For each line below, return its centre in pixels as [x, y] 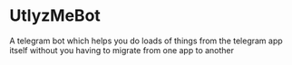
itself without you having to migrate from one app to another [122, 50]
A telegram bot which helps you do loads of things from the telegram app [146, 41]
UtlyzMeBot [55, 16]
